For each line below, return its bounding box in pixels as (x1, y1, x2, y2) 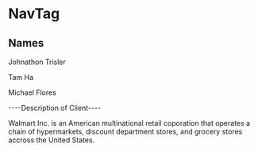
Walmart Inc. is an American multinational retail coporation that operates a (8, 119, 251, 127)
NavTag (8, 5, 60, 23)
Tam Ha (8, 73, 34, 81)
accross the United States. (8, 135, 95, 145)
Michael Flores (8, 88, 57, 97)
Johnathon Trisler (8, 57, 66, 66)
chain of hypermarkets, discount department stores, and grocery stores (8, 127, 243, 136)
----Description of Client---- (8, 104, 102, 112)
